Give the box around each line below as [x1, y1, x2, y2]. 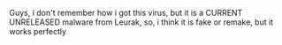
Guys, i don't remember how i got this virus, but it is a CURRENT [9, 8, 243, 18]
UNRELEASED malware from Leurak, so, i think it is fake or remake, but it [9, 17, 274, 27]
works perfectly [9, 26, 67, 36]
